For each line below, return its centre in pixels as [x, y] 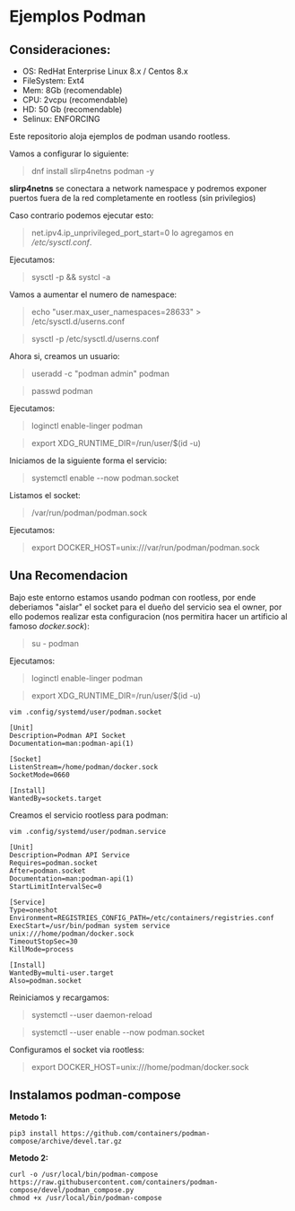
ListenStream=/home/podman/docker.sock [84, 767]
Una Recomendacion [69, 576]
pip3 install [34, 1133]
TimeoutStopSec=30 [43, 941]
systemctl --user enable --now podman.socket [118, 1032]
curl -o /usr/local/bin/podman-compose [84, 1174]
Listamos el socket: [45, 495]
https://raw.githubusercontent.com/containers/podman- [114, 1182]
